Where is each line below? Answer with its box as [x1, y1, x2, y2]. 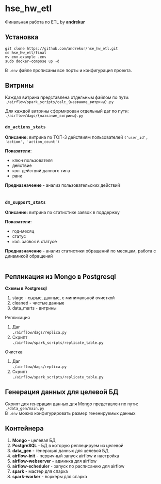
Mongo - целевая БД [12, 437, 56, 443]
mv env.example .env [5, 54, 47, 59]
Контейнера [5, 424, 44, 433]
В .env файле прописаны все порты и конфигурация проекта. [5, 67, 132, 73]
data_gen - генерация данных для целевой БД [12, 448, 109, 453]
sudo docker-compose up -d [5, 59, 60, 64]
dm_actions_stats [5, 125, 46, 130]
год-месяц [12, 228, 34, 234]
